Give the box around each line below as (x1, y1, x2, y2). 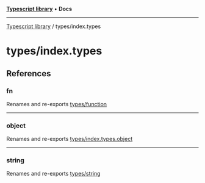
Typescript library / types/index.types (6, 23, 101, 30)
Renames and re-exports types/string (6, 170, 101, 178)
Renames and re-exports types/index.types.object (6, 135, 133, 143)
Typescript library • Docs (6, 5, 72, 12)
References (6, 68, 51, 79)
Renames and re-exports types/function (6, 100, 107, 107)
